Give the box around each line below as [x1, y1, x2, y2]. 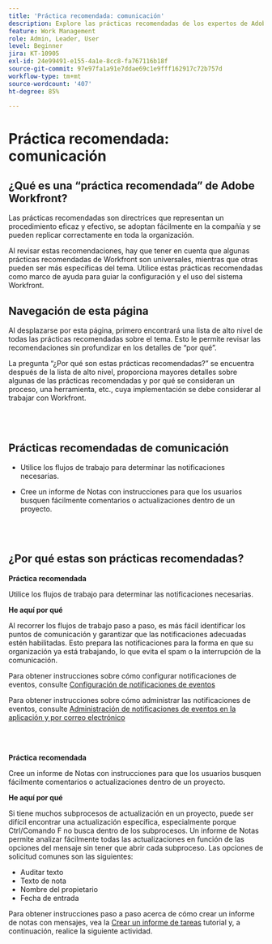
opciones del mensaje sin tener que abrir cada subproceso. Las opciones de [8, 843, 264, 852]
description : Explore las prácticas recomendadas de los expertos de [8, 19, 249, 28]
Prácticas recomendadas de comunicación [8, 441, 229, 455]
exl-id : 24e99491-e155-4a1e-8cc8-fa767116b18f [8, 58, 168, 66]
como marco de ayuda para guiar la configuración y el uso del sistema [8, 272, 243, 282]
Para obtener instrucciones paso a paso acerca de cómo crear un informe [8, 908, 255, 918]
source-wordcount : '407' [8, 80, 92, 88]
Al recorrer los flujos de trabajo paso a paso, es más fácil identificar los [8, 620, 246, 630]
